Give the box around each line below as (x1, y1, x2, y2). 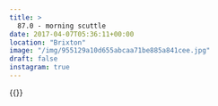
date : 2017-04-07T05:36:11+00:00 (9, 29, 135, 38)
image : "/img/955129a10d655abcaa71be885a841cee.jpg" (9, 46, 211, 55)
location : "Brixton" (9, 37, 87, 47)
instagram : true (9, 63, 70, 72)
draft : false (9, 54, 58, 63)
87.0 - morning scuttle (17, 21, 106, 30)
